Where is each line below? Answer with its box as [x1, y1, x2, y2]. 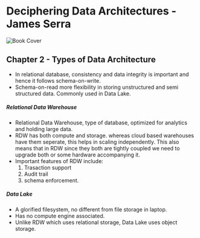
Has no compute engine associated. [15, 212, 105, 219]
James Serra [6, 17, 71, 31]
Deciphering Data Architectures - [6, 4, 177, 18]
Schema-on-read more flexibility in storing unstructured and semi [15, 83, 179, 91]
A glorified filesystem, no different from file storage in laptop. [15, 205, 167, 213]
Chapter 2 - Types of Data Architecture [6, 54, 156, 65]
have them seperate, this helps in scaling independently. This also [15, 138, 179, 146]
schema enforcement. [24, 176, 79, 184]
